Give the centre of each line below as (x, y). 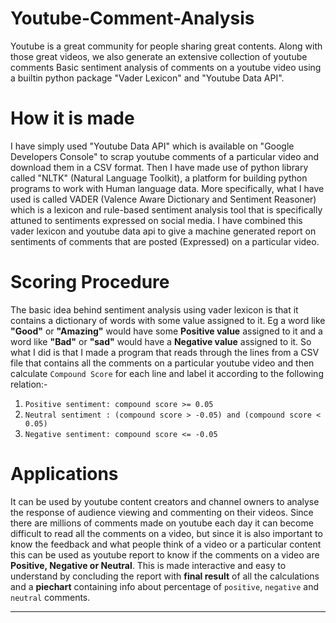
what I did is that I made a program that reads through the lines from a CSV (165, 352)
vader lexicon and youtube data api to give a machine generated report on (163, 231)
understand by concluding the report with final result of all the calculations (165, 576)
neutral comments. (50, 597)
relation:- (29, 384)
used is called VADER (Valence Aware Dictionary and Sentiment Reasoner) (163, 199)
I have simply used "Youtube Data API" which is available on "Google (152, 146)
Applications (64, 474)
